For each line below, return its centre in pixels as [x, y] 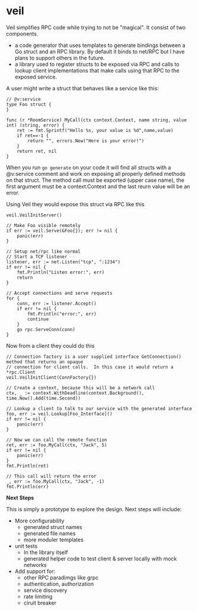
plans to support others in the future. [60, 58]
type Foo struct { [29, 104]
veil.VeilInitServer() [34, 215]
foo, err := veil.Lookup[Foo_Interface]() [59, 414]
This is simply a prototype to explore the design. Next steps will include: [94, 509]
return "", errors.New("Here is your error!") [86, 141]
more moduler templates [54, 540]
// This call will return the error [51, 476]
